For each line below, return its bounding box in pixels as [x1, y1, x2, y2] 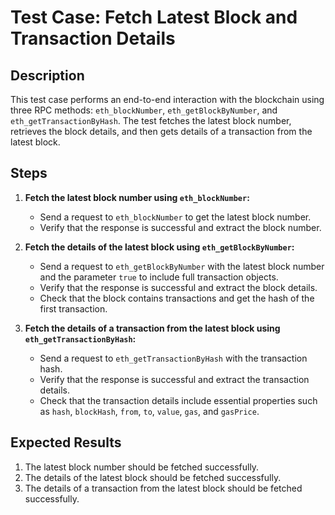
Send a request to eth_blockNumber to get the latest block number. [39, 211, 312, 223]
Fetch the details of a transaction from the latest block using [24, 322, 281, 334]
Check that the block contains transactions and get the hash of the [39, 292, 315, 304]
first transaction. [39, 302, 108, 315]
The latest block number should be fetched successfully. [24, 461, 260, 473]
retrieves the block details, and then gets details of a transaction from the [10, 126, 313, 137]
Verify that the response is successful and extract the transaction [39, 373, 310, 385]
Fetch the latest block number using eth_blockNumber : [24, 191, 250, 203]
